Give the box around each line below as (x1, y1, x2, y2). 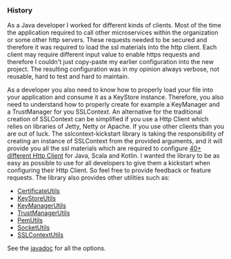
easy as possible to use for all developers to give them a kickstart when (7, 159, 210, 167)
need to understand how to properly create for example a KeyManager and (7, 101, 220, 109)
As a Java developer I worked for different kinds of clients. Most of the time (7, 21, 222, 30)
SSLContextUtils (17, 231, 64, 239)
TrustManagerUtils (17, 209, 70, 217)
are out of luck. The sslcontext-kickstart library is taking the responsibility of (7, 129, 224, 138)
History (7, 6, 33, 15)
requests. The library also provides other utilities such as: (7, 174, 170, 182)
